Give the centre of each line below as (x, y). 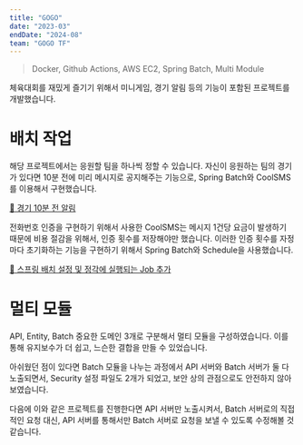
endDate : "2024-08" (46, 35)
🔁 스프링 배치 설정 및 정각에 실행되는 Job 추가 (90, 270)
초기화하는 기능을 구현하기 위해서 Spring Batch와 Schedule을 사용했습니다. (160, 250)
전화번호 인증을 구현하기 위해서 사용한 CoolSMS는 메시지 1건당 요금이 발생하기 (148, 227)
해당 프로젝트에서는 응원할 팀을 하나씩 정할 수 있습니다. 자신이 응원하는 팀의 (142, 166)
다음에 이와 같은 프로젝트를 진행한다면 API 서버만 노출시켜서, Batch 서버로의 (144, 409)
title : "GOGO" (36, 18)
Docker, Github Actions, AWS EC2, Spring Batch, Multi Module (148, 69)
